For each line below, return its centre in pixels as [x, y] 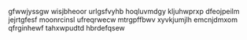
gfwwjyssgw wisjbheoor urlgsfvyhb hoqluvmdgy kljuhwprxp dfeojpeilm [124, 11]
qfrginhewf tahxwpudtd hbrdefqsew [66, 28]
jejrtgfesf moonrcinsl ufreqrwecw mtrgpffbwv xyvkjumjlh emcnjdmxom [123, 20]
